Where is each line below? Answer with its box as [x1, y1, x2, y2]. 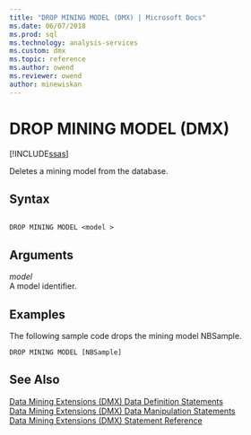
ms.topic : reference [9, 55, 87, 64]
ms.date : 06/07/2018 [9, 22, 87, 30]
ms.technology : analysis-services [9, 38, 139, 48]
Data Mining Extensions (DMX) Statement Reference [9, 414, 203, 426]
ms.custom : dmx [9, 47, 66, 56]
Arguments [9, 248, 74, 263]
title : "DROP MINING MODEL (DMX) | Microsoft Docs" [9, 13, 206, 22]
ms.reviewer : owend [9, 72, 82, 81]
